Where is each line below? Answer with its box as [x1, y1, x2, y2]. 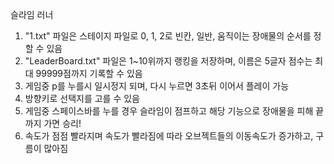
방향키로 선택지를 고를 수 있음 [24, 93, 140, 104]
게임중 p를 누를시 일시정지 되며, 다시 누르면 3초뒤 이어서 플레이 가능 [24, 80, 290, 92]
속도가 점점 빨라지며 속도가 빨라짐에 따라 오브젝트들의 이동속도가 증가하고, [24, 130, 314, 142]
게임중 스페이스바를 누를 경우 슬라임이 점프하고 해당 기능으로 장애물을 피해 [24, 105, 314, 117]
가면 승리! [43, 118, 82, 129]
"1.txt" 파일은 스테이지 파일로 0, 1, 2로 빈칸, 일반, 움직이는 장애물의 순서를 [24, 30, 312, 42]
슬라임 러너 [10, 9, 54, 20]
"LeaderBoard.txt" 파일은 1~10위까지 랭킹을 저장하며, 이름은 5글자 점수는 [24, 55, 313, 67]
